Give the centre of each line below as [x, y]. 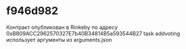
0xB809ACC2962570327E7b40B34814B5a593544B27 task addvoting [93, 33]
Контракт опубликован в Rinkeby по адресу [62, 27]
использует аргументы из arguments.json [59, 40]
